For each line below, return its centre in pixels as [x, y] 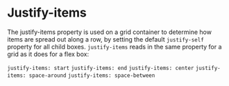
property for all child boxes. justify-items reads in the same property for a [114, 46]
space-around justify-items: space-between [92, 75]
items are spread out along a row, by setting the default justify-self [106, 39]
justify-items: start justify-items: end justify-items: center [101, 68]
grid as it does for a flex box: [48, 54]
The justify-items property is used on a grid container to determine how [109, 32]
